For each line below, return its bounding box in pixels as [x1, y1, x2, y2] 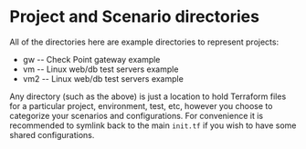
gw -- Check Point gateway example [22, 54, 161, 65]
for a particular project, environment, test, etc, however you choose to [9, 100, 273, 111]
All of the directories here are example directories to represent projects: [9, 36, 280, 47]
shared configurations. [9, 129, 95, 140]
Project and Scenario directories [9, 6, 260, 27]
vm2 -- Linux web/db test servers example [22, 73, 185, 84]
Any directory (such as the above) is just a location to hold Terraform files [9, 91, 287, 102]
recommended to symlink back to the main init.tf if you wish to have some [9, 120, 297, 131]
